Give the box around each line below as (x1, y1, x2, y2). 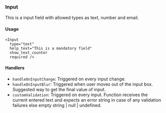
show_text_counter (9, 50, 48, 55)
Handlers (5, 65, 25, 71)
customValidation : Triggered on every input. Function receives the (12, 92, 148, 98)
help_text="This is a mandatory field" (9, 46, 92, 51)
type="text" (9, 41, 35, 47)
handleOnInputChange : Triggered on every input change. (12, 76, 126, 82)
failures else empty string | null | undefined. (12, 102, 102, 108)
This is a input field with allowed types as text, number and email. (5, 15, 139, 21)
